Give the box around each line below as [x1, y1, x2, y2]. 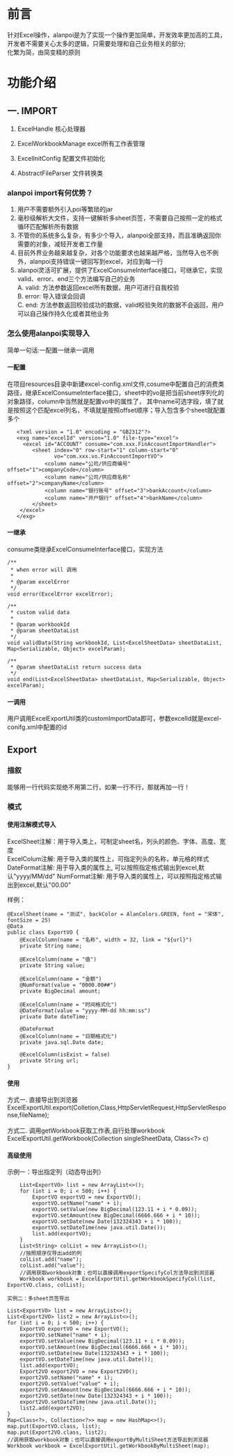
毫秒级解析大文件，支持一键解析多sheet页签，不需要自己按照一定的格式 [17, 214, 223, 223]
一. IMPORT [7, 105, 58, 117]
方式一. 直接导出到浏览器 [7, 1096, 78, 1104]
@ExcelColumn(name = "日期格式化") [19, 1032, 118, 1040]
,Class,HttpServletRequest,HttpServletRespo [98, 1103, 227, 1112]
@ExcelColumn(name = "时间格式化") [19, 1001, 118, 1008]
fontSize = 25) [7, 916, 51, 924]
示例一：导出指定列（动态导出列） [7, 1168, 105, 1176]
